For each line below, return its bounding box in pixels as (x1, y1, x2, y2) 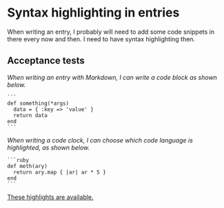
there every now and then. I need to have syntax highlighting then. (7, 34, 195, 43)
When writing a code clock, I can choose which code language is (7, 136, 193, 144)
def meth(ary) (7, 163, 48, 169)
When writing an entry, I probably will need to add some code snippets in (7, 28, 215, 36)
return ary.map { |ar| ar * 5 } (13, 169, 107, 176)
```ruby (7, 156, 30, 163)
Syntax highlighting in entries (7, 5, 180, 21)
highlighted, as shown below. (7, 143, 90, 152)
